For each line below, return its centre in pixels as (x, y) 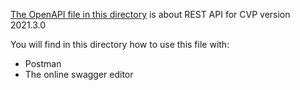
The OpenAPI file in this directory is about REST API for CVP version (150, 14)
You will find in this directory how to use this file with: (120, 44)
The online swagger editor (79, 74)
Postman (43, 63)
